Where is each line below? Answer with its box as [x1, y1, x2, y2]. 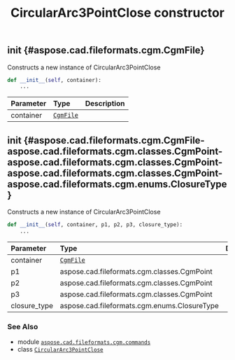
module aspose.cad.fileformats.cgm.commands [17, 338, 151, 346]
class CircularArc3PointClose [17, 345, 104, 354]
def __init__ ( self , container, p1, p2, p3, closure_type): [7, 221, 183, 228]
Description [85, 99, 125, 109]
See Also [7, 321, 38, 331]
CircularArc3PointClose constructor [10, 5, 225, 21]
